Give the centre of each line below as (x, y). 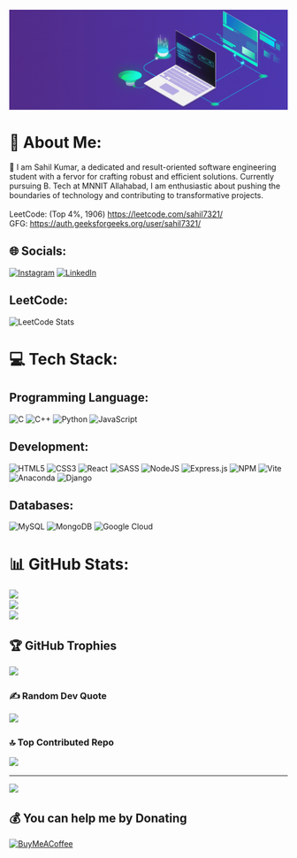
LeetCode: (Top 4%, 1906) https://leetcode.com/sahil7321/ (116, 214)
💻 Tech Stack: (64, 359)
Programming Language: (79, 398)
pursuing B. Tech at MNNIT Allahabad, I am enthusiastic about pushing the (145, 186)
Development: (49, 447)
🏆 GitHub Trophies (63, 645)
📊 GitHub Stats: (69, 564)
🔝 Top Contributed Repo (62, 742)
